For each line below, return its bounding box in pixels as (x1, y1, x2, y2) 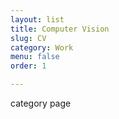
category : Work (10, 42, 74, 53)
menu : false (10, 52, 60, 62)
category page (10, 97, 72, 109)
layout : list (10, 14, 65, 25)
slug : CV (10, 33, 47, 43)
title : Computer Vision (10, 24, 110, 34)
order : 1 (10, 61, 47, 71)
